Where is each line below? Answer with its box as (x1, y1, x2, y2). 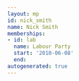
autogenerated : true (7, 63, 68, 70)
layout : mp (7, 10, 39, 18)
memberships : (7, 30, 46, 37)
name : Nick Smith (7, 23, 59, 30)
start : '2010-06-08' (13, 50, 74, 57)
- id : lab (7, 37, 37, 44)
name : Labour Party (13, 43, 71, 50)
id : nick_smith (7, 17, 52, 24)
